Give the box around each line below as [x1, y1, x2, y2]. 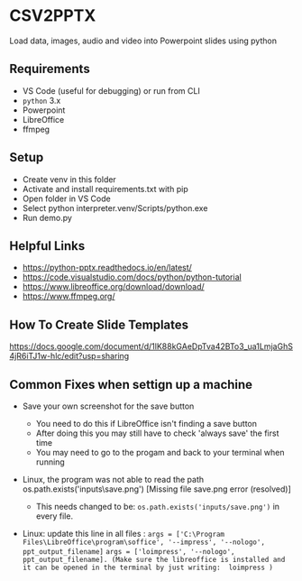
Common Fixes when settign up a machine [9, 376, 253, 392]
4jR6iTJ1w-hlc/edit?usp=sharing [9, 351, 130, 362]
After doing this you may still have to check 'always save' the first [35, 428, 279, 438]
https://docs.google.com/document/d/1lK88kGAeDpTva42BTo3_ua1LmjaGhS [9, 341, 293, 352]
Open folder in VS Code [22, 193, 111, 204]
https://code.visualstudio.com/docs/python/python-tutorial [22, 272, 242, 282]
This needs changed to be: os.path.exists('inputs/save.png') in [35, 502, 280, 512]
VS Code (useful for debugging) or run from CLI [22, 85, 200, 96]
